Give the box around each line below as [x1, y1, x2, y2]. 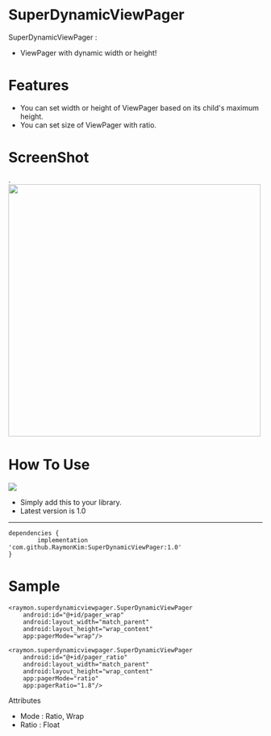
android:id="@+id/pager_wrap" [23, 611, 125, 619]
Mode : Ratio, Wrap [19, 711, 85, 721]
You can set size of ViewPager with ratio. [19, 119, 157, 130]
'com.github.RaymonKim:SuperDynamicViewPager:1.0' [8, 543, 182, 551]
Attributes [8, 696, 42, 705]
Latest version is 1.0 [19, 506, 86, 516]
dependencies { [8, 529, 60, 537]
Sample [8, 577, 60, 595]
